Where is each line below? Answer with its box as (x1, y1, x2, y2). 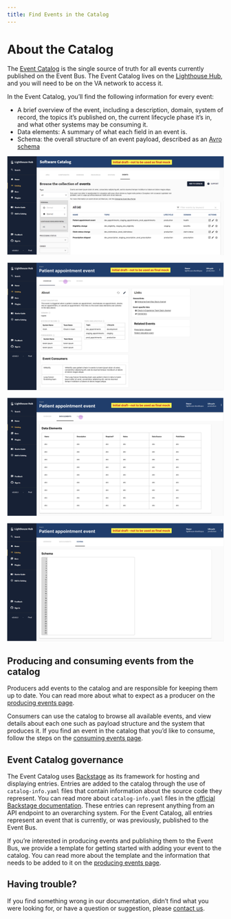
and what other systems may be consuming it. (16, 120, 148, 129)
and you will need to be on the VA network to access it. (7, 79, 164, 87)
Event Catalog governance (7, 754, 124, 766)
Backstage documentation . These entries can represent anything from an (7, 801, 215, 810)
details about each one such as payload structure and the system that (7, 720, 205, 728)
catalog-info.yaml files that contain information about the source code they (7, 787, 222, 795)
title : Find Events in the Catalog (7, 11, 109, 18)
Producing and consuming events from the (7, 655, 194, 667)
